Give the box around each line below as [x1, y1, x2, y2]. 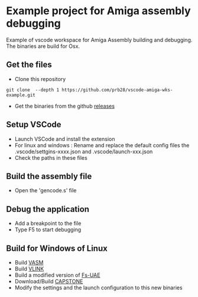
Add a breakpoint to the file [14, 220, 82, 227]
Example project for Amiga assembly [6, 4, 191, 18]
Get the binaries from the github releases [14, 102, 115, 109]
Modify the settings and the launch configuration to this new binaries [14, 284, 183, 291]
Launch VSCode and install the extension [14, 135, 115, 143]
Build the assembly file [6, 171, 92, 181]
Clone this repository [14, 75, 66, 82]
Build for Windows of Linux [6, 243, 108, 253]
